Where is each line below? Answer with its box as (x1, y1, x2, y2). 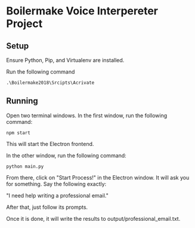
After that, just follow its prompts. (6, 203, 88, 211)
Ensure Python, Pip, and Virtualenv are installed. (6, 57, 125, 63)
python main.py (6, 163, 44, 169)
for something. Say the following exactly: (6, 180, 107, 187)
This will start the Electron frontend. (6, 140, 94, 147)
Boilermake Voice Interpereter (6, 4, 158, 18)
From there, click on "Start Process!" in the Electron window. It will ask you (6, 174, 190, 181)
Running (6, 96, 39, 106)
